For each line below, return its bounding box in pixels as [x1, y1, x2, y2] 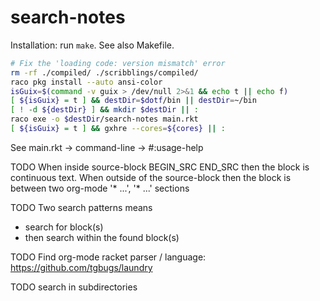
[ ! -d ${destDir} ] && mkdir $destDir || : [10, 105, 199, 115]
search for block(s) [24, 221, 104, 233]
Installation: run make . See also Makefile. [10, 39, 175, 51]
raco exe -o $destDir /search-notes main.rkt [10, 114, 199, 125]
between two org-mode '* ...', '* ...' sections [10, 182, 190, 194]
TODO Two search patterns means [10, 201, 153, 213]
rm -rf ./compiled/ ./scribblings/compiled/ [10, 67, 199, 78]
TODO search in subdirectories [10, 281, 138, 293]
